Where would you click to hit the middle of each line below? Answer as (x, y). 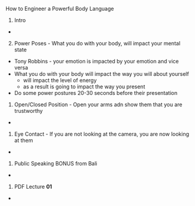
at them (23, 140)
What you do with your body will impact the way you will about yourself (102, 74)
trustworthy (28, 111)
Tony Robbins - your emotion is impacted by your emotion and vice (96, 61)
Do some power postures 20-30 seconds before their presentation (96, 93)
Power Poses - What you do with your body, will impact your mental (97, 43)
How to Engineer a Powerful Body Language (60, 9)
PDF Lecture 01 (33, 187)
